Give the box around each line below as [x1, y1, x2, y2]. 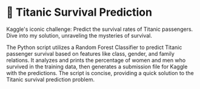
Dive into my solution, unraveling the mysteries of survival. [6, 31, 153, 39]
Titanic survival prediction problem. [6, 76, 95, 83]
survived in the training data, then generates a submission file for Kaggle [6, 63, 188, 70]
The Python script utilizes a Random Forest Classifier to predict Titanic [6, 44, 182, 51]
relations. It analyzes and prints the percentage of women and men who [6, 56, 186, 64]
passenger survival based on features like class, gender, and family [6, 50, 175, 57]
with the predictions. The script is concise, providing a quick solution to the [6, 69, 194, 76]
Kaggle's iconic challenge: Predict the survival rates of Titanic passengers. [6, 25, 193, 33]
